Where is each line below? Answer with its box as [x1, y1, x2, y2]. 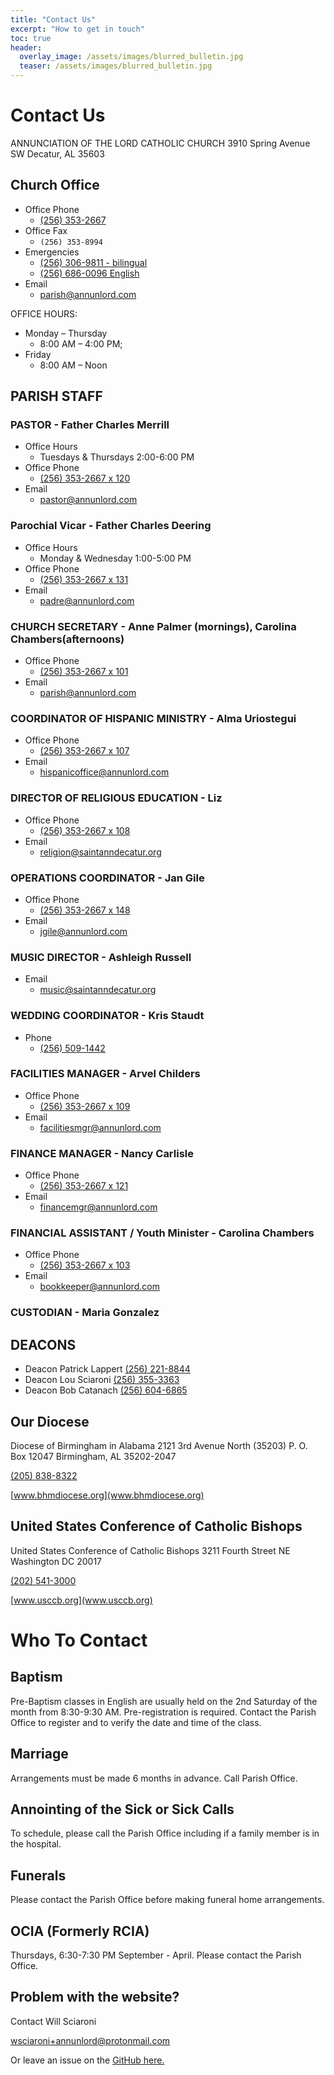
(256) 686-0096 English [39, 267, 140, 279]
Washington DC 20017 [10, 1555, 102, 1567]
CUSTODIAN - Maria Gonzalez [10, 1306, 160, 1320]
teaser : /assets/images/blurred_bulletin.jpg [19, 61, 213, 71]
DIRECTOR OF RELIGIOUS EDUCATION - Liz [10, 791, 223, 805]
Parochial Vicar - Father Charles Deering [10, 519, 212, 533]
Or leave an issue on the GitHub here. [10, 2054, 165, 2066]
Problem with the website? [10, 1989, 180, 2006]
